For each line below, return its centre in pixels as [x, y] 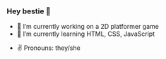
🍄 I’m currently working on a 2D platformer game [88, 27]
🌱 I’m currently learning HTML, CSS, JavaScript [86, 34]
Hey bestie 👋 [29, 11]
